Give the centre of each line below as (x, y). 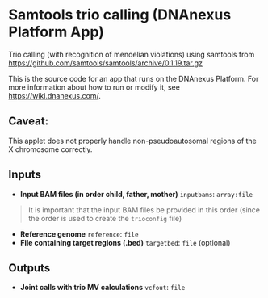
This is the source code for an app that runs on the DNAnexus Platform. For (134, 78)
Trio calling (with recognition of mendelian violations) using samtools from (132, 54)
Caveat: (29, 122)
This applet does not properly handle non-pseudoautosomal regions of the (132, 141)
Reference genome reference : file (79, 234)
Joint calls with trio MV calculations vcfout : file (103, 288)
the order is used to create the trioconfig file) (105, 218)
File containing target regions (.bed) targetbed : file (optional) (125, 242)
